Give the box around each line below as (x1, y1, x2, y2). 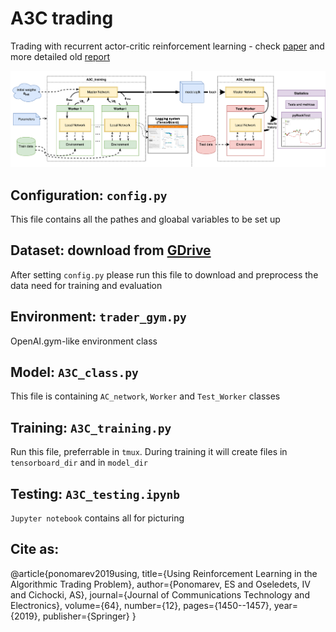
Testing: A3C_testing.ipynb (10, 485, 180, 502)
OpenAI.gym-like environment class (10, 335, 158, 347)
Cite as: (10, 541, 60, 558)
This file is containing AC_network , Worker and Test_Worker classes (10, 390, 281, 402)
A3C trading (10, 7, 114, 30)
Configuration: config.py (10, 187, 168, 204)
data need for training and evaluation (10, 279, 163, 291)
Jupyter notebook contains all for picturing (10, 512, 185, 524)
